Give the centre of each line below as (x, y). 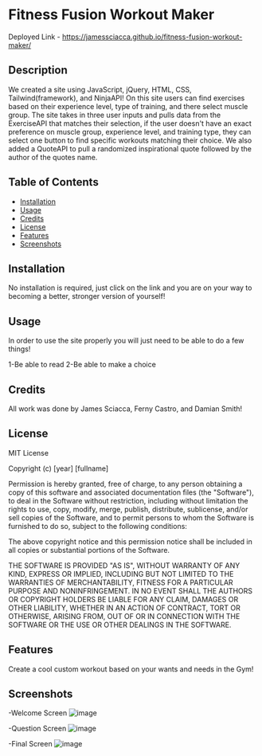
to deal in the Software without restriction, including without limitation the (128, 500)
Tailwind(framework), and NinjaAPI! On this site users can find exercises (127, 98)
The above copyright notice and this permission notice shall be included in (130, 541)
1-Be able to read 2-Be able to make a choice (82, 365)
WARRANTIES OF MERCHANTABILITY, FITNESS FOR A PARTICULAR (121, 582)
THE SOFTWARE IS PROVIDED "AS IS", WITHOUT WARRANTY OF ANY (124, 565)
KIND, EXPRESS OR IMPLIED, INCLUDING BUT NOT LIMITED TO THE (121, 574)
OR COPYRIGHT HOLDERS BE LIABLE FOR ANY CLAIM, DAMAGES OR (123, 599)
